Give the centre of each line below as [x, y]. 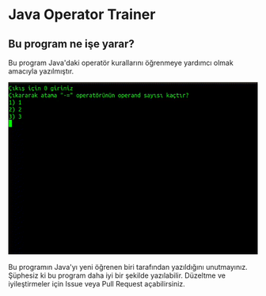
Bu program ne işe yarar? [71, 44]
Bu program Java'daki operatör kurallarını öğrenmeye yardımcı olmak [121, 63]
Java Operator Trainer [82, 15]
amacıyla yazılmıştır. [41, 71]
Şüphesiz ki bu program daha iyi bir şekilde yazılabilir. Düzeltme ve [117, 275]
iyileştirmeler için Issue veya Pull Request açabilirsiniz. [97, 283]
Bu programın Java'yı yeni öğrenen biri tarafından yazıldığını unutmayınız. [128, 267]
